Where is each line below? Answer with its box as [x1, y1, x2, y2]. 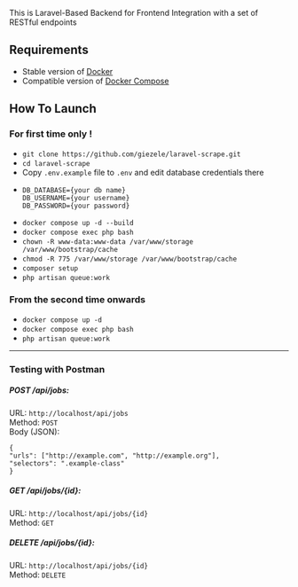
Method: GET [9, 517, 55, 528]
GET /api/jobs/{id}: [9, 485, 82, 496]
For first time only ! [9, 128, 93, 140]
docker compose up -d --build [21, 218, 135, 227]
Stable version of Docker [21, 66, 114, 76]
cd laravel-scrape [21, 159, 90, 168]
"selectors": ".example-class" [9, 458, 125, 468]
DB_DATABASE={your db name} [21, 185, 126, 194]
